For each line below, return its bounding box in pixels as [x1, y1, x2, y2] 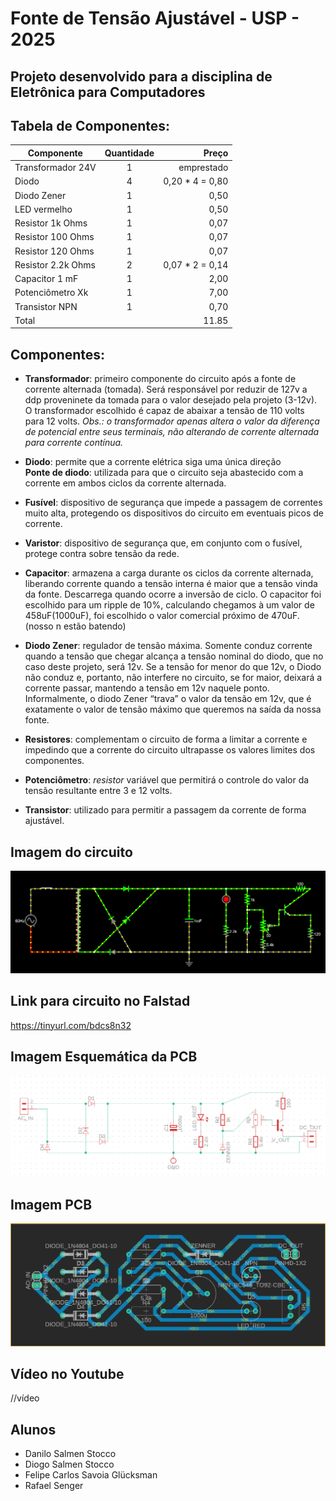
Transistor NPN [14, 300, 78, 312]
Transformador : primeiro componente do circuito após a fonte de [24, 373, 297, 385]
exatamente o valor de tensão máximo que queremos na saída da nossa [24, 703, 322, 716]
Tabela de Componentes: [10, 117, 171, 134]
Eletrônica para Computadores [10, 83, 206, 101]
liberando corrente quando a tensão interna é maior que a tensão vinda [24, 578, 318, 590]
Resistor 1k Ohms [14, 217, 88, 229]
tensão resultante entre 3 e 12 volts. [24, 785, 173, 797]
